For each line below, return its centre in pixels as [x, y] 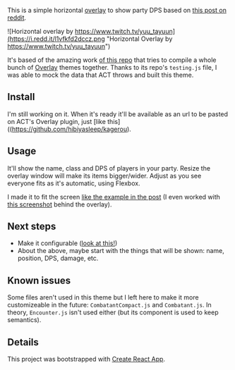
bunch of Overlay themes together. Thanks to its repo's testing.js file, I [112, 67]
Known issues [39, 280]
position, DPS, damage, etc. [58, 258]
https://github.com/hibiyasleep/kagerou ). [72, 129]
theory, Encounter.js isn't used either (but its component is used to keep [113, 312]
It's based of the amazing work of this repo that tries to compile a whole [112, 60]
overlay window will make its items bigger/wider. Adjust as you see [104, 175]
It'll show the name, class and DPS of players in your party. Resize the [109, 168]
